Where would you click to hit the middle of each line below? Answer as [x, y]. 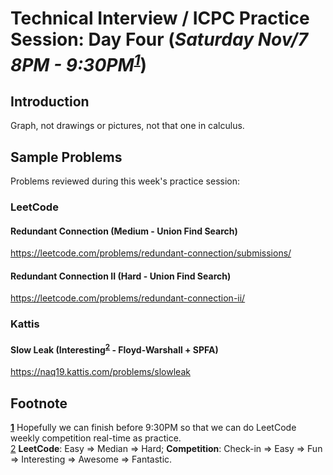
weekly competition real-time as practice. [96, 438]
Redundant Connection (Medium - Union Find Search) [124, 231]
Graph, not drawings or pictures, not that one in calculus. [127, 126]
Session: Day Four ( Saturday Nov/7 [159, 39]
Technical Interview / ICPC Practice [160, 18]
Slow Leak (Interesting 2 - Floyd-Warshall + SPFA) [114, 349]
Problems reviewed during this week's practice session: [125, 181]
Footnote [39, 403]
